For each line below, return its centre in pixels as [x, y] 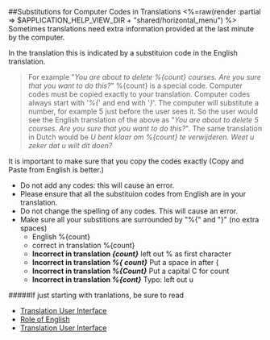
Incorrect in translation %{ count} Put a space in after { [125, 262]
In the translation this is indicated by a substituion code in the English [123, 53]
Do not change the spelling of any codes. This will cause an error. [129, 211]
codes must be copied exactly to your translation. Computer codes [139, 94]
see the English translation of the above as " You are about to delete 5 [143, 120]
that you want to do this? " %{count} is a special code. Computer [135, 85]
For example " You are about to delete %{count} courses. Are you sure [145, 77]
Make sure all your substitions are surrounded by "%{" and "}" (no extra [139, 220]
